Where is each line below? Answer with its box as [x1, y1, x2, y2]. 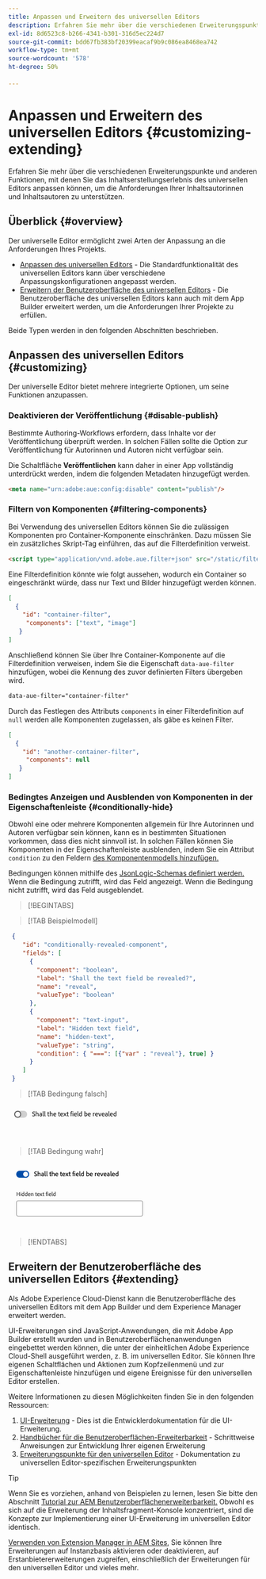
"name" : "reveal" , [36, 983, 97, 991]
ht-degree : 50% [8, 63, 59, 71]
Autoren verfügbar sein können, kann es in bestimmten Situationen [8, 828, 226, 837]
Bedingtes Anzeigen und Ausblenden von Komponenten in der [8, 791, 253, 803]
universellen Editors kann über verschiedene [19, 268, 165, 278]
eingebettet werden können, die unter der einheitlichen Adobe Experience [8, 1343, 249, 1352]
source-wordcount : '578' [8, 55, 90, 63]
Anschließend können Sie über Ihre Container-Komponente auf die [8, 650, 226, 660]
